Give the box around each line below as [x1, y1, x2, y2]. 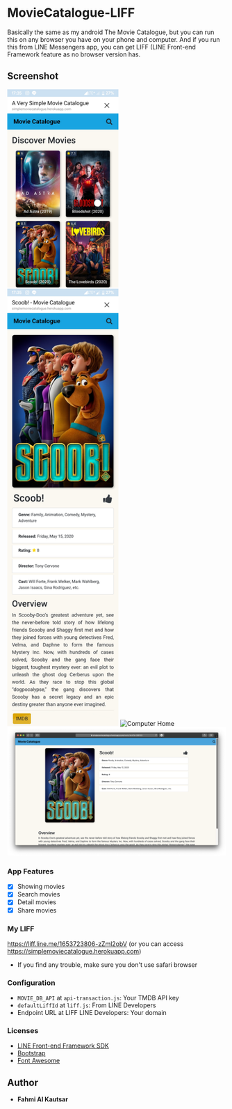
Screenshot [7, 70, 59, 82]
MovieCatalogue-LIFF [7, 5, 135, 21]
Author [7, 1076, 38, 1088]
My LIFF [7, 924, 35, 933]
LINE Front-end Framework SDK [17, 1041, 109, 1050]
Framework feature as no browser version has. [7, 50, 141, 59]
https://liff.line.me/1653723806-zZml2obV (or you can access [7, 939, 184, 948]
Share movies [17, 906, 57, 914]
